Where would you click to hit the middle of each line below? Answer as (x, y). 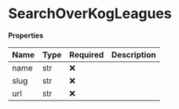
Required (87, 54)
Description (133, 54)
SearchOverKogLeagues (90, 14)
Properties (26, 35)
